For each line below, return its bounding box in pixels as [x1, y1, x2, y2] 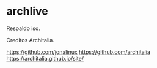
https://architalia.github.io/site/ [6, 55, 84, 62]
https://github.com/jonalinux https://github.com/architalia [6, 48, 151, 56]
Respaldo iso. [6, 25, 41, 32]
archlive [6, 4, 49, 18]
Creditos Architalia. [6, 36, 55, 43]
